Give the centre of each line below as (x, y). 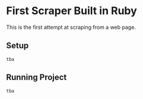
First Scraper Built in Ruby (72, 11)
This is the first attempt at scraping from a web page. (71, 27)
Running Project (36, 77)
